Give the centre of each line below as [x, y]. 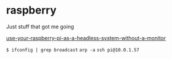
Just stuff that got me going [40, 27]
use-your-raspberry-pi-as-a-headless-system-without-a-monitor [86, 38]
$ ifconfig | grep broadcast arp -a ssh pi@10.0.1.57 [73, 50]
